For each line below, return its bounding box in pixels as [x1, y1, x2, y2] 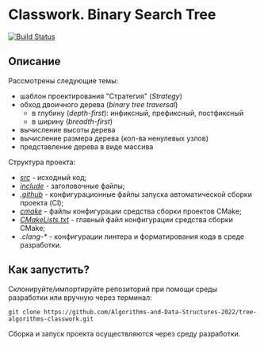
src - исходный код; [19, 172, 87, 182]
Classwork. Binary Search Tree [8, 6, 216, 24]
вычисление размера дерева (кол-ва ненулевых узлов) [19, 133, 209, 143]
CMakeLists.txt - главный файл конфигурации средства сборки [19, 214, 234, 224]
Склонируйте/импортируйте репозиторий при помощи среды [8, 284, 218, 294]
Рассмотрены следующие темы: [8, 75, 119, 85]
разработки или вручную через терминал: [8, 292, 152, 302]
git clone [8, 308, 41, 316]
